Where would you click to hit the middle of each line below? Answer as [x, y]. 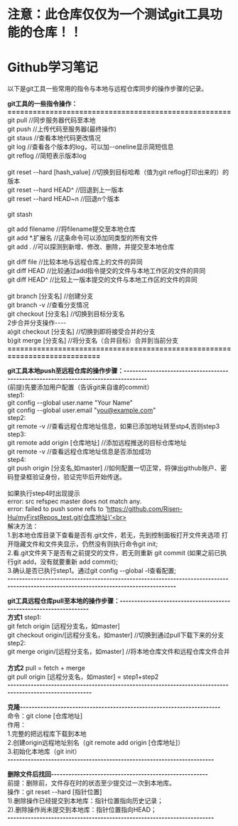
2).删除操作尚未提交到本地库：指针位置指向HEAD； [82, 810]
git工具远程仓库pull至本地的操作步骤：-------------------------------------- [119, 601]
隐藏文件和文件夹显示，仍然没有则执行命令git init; [86, 544]
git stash [20, 215]
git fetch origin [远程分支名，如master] [64, 626]
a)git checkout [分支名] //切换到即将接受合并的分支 [81, 332]
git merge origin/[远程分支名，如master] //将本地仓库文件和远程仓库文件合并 [119, 652]
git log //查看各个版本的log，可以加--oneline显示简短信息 [91, 147]
